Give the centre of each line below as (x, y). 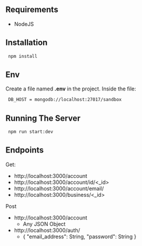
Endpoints (25, 150)
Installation (27, 43)
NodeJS (24, 24)
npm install (23, 56)
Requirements (32, 10)
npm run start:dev (31, 132)
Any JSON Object (44, 224)
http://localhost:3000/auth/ (47, 230)
